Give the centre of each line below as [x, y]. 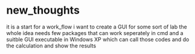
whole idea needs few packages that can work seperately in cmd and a [95, 33]
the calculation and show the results [51, 46]
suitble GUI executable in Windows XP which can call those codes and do [98, 39]
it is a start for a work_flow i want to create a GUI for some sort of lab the [97, 27]
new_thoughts [43, 10]
